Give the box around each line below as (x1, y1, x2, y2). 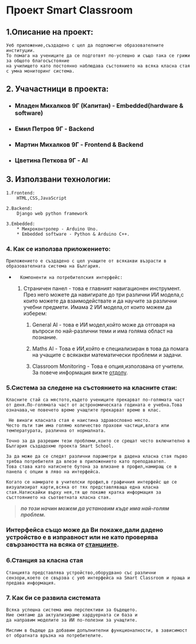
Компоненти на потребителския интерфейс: (20, 274, 123, 281)
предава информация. (6, 580, 57, 586)
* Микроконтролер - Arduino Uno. (16, 226, 99, 232)
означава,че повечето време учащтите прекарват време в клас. (6, 407, 161, 413)
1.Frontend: (6, 190, 35, 196)
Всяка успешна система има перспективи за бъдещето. (6, 607, 138, 613)
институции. (6, 48, 35, 53)
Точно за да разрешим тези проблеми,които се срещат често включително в (6, 438, 191, 444)
